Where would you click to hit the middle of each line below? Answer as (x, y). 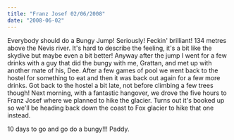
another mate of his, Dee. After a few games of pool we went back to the (113, 70)
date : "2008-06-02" (36, 20)
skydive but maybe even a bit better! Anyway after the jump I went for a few (117, 55)
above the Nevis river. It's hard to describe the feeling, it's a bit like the (110, 48)
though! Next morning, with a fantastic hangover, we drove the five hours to (117, 93)
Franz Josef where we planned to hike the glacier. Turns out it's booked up (116, 100)
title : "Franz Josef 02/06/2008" (56, 14)
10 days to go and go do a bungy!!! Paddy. (68, 129)
